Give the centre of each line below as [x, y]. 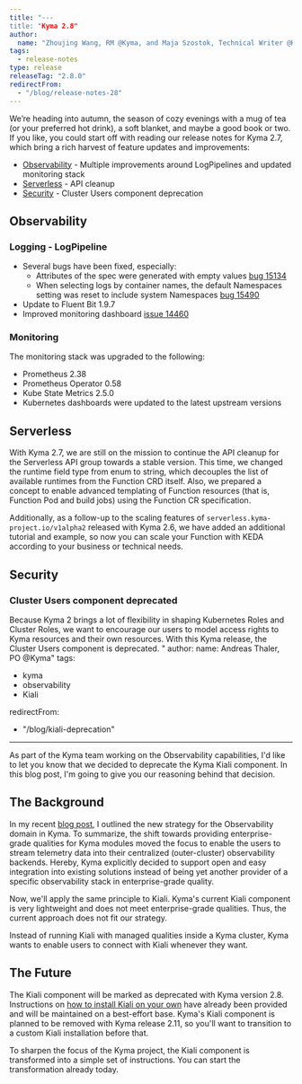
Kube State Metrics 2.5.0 [68, 393]
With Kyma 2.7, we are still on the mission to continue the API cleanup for [145, 453]
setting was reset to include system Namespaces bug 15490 [147, 295]
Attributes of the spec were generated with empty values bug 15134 [161, 276]
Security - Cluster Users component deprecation [113, 193]
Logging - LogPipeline [58, 246]
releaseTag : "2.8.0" [48, 76]
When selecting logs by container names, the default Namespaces [159, 286]
